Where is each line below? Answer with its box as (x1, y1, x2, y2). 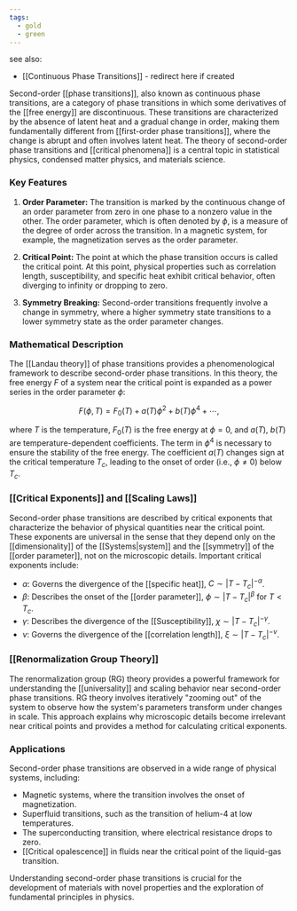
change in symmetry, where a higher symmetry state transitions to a (21, 306, 272, 317)
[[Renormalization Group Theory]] (9, 654, 160, 666)
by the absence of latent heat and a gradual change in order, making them (9, 116, 280, 127)
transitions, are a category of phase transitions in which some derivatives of (9, 98, 286, 108)
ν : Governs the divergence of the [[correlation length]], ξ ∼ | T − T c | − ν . (21, 627, 280, 642)
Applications (9, 742, 66, 755)
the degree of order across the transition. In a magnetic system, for (21, 225, 268, 235)
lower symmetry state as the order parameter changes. (21, 316, 224, 327)
